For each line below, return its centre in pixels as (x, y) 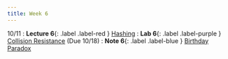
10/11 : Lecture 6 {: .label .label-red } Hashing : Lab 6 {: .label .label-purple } (114, 33)
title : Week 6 (28, 14)
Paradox (19, 48)
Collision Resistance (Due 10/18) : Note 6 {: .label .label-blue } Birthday (108, 41)
